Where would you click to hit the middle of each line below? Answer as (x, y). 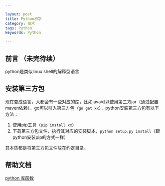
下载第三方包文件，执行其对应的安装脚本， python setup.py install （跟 (86, 131)
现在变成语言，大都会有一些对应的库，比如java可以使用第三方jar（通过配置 (82, 101)
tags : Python (19, 28)
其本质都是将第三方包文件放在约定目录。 (47, 148)
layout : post (19, 14)
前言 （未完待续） (32, 59)
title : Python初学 (23, 19)
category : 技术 (20, 23)
